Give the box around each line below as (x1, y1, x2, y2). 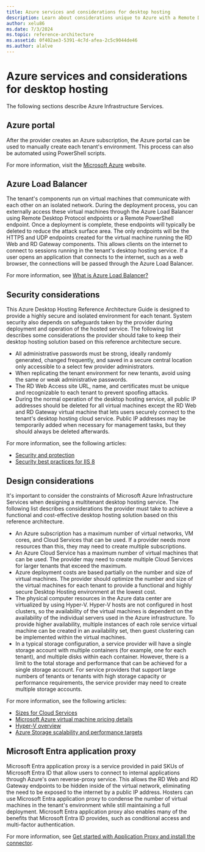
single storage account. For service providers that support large (15, 666, 176, 674)
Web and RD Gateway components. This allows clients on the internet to (6, 241, 188, 248)
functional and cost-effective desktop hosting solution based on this (6, 511, 178, 519)
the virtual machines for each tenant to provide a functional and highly (15, 581, 192, 589)
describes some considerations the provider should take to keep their (6, 332, 181, 339)
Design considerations (6, 476, 95, 486)
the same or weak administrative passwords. (15, 376, 128, 384)
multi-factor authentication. (6, 821, 75, 828)
